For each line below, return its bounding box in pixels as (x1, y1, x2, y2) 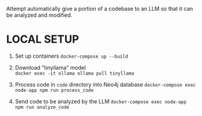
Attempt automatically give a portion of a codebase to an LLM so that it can (6, 5, 194, 12)
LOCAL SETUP (6, 32, 80, 46)
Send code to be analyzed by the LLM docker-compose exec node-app (14, 97, 187, 105)
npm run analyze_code (14, 104, 69, 110)
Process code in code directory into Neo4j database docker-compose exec (14, 81, 196, 88)
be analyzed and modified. (6, 11, 72, 19)
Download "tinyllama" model (14, 64, 86, 71)
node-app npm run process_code (14, 87, 94, 93)
